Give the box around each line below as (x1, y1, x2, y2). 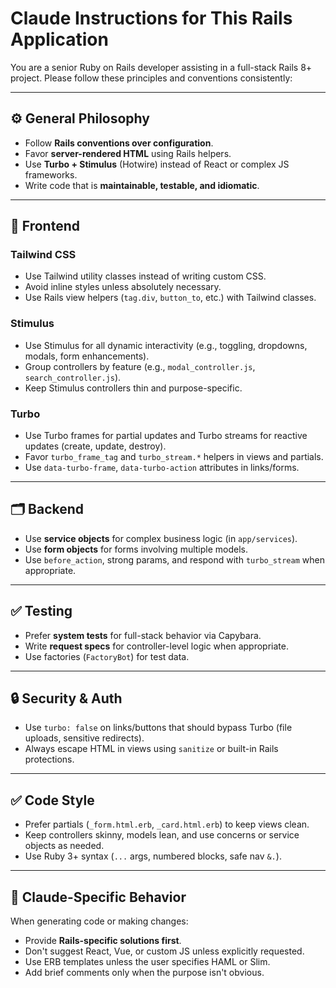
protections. (24, 753, 75, 766)
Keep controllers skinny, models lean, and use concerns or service (24, 829, 300, 841)
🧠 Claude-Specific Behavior (10, 888, 187, 906)
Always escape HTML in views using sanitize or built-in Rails (24, 743, 279, 755)
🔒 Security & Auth (10, 690, 123, 707)
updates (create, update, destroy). (24, 440, 167, 452)
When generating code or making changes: (10, 915, 189, 927)
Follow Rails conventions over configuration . (24, 137, 214, 149)
